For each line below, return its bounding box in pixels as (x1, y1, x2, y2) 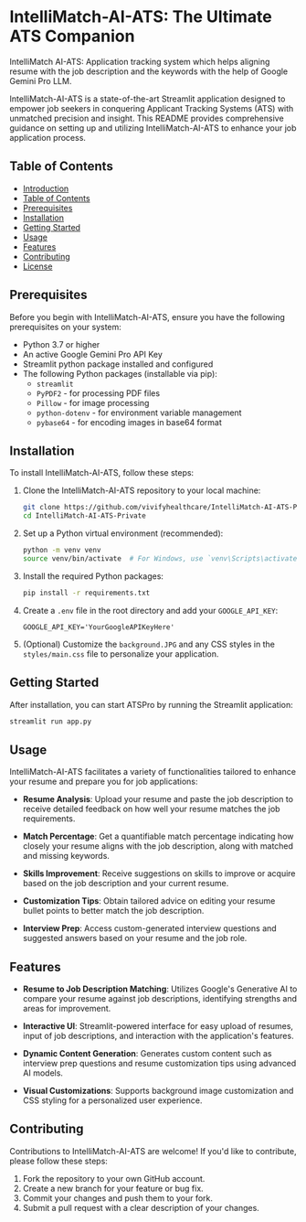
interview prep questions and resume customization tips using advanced (22, 1058, 297, 1069)
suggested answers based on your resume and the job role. (22, 933, 248, 944)
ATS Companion (9, 26, 135, 47)
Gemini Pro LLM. (9, 75, 72, 86)
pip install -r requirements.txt (22, 588, 151, 597)
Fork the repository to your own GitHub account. (22, 1173, 206, 1184)
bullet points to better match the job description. (22, 906, 205, 916)
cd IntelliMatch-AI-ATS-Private (22, 511, 146, 520)
